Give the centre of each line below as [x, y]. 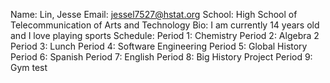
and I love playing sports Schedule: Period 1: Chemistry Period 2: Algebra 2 [165, 35]
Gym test [29, 67]
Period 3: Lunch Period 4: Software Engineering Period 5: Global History [159, 46]
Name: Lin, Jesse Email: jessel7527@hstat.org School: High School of [154, 14]
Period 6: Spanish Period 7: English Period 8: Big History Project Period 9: [161, 57]
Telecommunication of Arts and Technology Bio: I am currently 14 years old [165, 25]
